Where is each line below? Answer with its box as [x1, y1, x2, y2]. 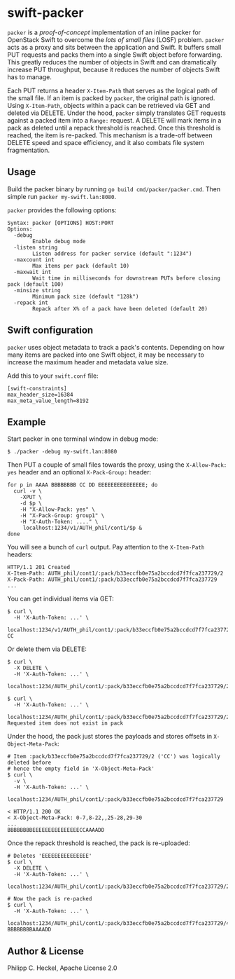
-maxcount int [13, 256, 55, 263]
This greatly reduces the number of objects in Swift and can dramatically [7, 57, 217, 66]
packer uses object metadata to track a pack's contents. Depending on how [7, 343, 225, 351]
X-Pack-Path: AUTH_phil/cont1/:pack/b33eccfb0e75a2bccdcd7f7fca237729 [7, 576, 218, 583]
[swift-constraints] [7, 385, 68, 392]
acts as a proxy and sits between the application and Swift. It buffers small [7, 43, 222, 51]
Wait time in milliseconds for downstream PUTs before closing [32, 275, 220, 282]
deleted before [7, 759, 52, 767]
